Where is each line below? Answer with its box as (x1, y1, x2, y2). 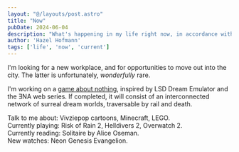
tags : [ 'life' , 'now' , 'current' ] (7, 44, 110, 51)
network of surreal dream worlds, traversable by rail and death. (7, 100, 193, 108)
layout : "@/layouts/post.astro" (7, 10, 103, 18)
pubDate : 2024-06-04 (7, 24, 69, 31)
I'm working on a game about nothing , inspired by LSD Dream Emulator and (7, 85, 228, 93)
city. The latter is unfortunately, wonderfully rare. (7, 71, 151, 79)
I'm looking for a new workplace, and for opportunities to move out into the (7, 64, 227, 71)
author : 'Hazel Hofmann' (7, 37, 81, 44)
